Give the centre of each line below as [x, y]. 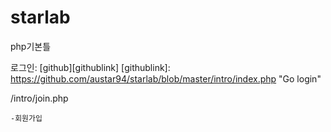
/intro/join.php [39, 98]
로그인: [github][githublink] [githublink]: [90, 67]
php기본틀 [31, 46]
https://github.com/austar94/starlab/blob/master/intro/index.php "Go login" [166, 78]
